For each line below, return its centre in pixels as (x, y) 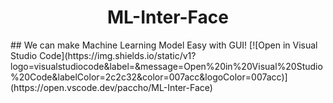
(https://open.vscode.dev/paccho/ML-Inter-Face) (111, 87)
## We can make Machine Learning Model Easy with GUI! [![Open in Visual (164, 45)
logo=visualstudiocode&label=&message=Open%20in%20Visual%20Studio (166, 66)
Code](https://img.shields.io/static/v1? (118, 55)
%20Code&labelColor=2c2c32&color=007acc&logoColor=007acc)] (149, 77)
